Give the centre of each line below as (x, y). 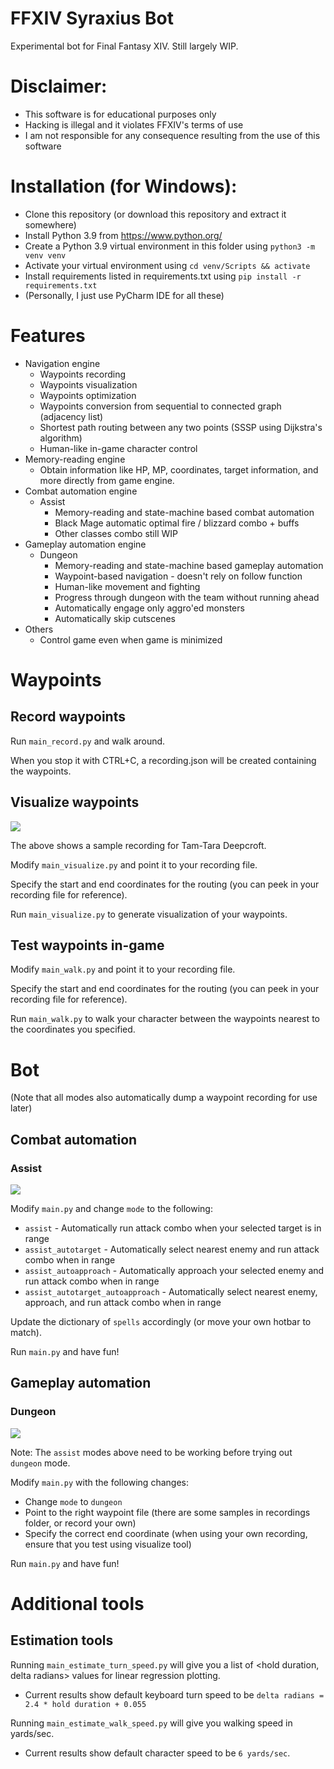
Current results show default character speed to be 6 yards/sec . (157, 1753)
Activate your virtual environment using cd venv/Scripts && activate (167, 265)
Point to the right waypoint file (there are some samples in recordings (167, 1512)
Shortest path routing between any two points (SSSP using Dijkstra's (181, 427)
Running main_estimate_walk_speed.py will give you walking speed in (151, 1723)
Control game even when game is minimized (131, 639)
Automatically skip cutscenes (115, 618)
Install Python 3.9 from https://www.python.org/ (123, 235)
